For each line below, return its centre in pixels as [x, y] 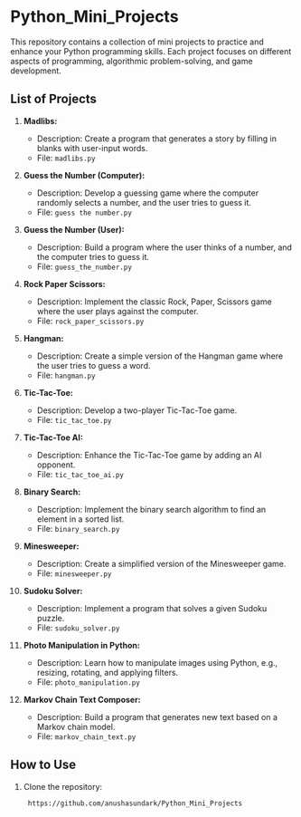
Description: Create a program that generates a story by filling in [157, 139]
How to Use [43, 765]
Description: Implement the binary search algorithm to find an [151, 509]
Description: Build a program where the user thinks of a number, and [165, 247]
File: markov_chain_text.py [86, 736]
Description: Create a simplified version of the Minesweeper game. [161, 563]
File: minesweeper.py [74, 573]
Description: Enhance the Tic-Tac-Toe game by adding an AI [149, 455]
